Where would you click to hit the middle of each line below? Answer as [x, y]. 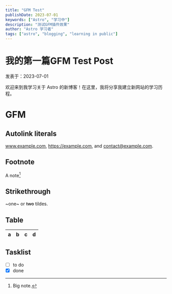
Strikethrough [28, 191]
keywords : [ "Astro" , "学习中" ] [38, 20]
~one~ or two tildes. [27, 204]
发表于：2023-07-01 [27, 76]
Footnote [20, 162]
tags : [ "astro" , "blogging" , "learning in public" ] [61, 34]
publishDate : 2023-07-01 [32, 15]
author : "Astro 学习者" [29, 29]
